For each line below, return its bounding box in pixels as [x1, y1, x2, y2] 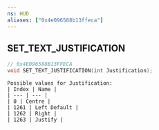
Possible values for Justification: [7, 80, 113, 87]
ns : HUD [7, 10, 30, 17]
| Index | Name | [7, 86, 57, 93]
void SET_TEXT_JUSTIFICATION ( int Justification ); [7, 67, 153, 74]
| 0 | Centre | [7, 98, 51, 105]
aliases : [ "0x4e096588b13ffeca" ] [7, 17, 104, 24]
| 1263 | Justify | [7, 116, 64, 124]
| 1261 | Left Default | [7, 104, 79, 111]
